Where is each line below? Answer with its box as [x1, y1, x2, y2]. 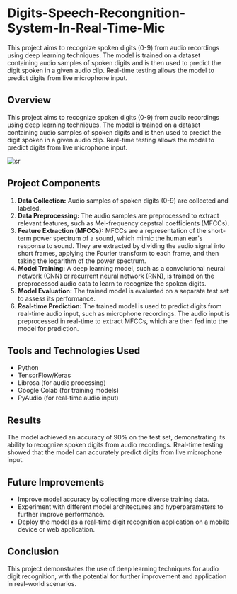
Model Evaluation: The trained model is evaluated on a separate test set [17, 286, 229, 295]
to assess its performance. [17, 294, 96, 303]
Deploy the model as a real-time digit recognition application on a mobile [17, 517, 230, 526]
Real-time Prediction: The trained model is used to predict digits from [17, 301, 222, 310]
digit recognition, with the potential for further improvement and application [7, 572, 227, 581]
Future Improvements [7, 476, 105, 488]
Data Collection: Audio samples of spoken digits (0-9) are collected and [17, 196, 229, 205]
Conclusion [7, 546, 59, 558]
